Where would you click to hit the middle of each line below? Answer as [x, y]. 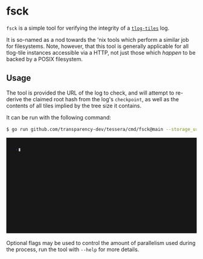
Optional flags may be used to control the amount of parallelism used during [101, 243]
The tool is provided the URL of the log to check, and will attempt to [90, 93]
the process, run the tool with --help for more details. [73, 249]
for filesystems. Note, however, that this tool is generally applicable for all [98, 46]
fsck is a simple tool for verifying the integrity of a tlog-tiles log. [88, 28]
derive [14, 99]
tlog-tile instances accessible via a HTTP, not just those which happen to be [101, 52]
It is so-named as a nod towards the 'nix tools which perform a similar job [98, 39]
